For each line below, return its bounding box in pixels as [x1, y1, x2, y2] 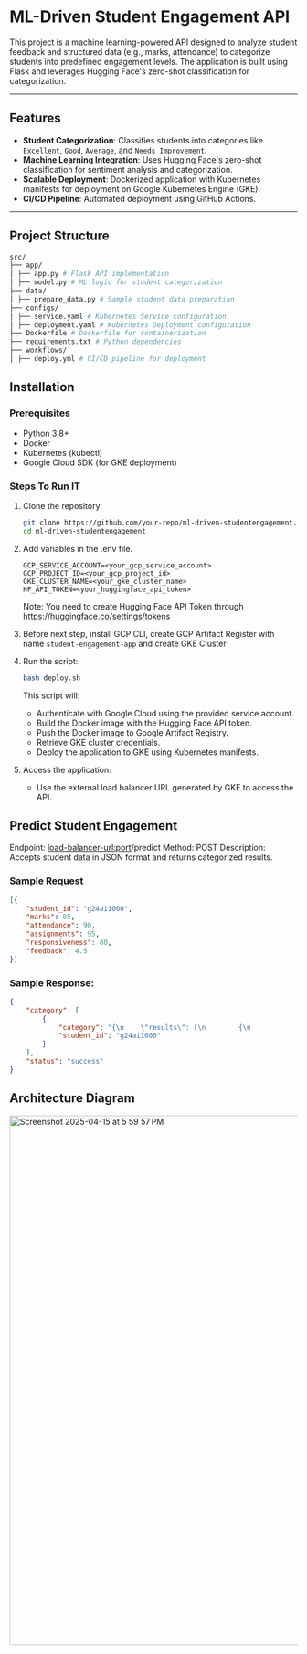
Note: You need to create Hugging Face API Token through [22, 600, 244, 611]
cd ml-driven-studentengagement [22, 526, 146, 535]
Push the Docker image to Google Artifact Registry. [36, 726, 229, 737]
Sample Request [9, 875, 84, 887]
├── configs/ [9, 303, 59, 313]
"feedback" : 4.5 [26, 946, 89, 956]
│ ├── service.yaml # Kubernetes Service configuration [9, 312, 227, 321]
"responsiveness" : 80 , [26, 938, 112, 948]
